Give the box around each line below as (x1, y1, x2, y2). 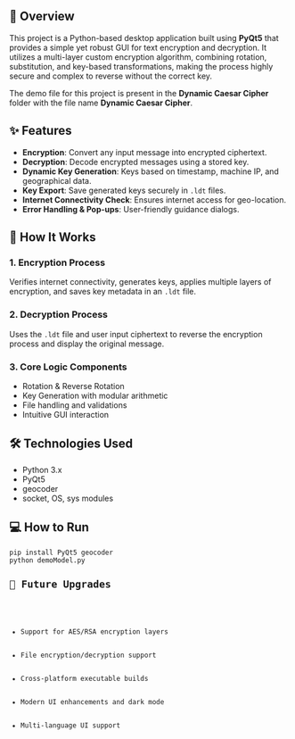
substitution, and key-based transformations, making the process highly (9, 61, 274, 71)
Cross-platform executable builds (20, 675, 149, 684)
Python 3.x (21, 464, 62, 475)
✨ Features (9, 123, 72, 138)
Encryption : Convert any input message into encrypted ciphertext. (21, 146, 267, 157)
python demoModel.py (9, 555, 86, 565)
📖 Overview (9, 9, 75, 24)
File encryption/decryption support (20, 651, 157, 660)
